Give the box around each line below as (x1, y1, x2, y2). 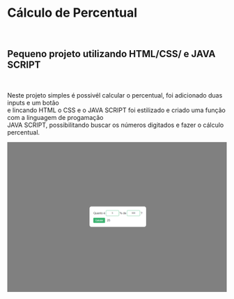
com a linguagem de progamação (7, 113, 104, 121)
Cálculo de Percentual (7, 5, 138, 21)
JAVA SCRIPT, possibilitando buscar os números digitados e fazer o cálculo (7, 121, 224, 129)
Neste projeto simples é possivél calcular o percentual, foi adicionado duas (7, 91, 223, 99)
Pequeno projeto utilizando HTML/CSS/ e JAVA (7, 48, 216, 60)
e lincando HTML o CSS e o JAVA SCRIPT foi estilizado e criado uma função (7, 106, 226, 114)
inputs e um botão (7, 98, 59, 107)
